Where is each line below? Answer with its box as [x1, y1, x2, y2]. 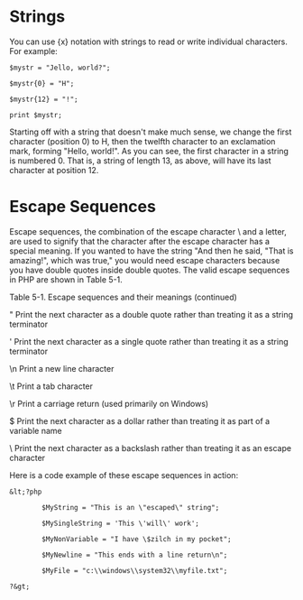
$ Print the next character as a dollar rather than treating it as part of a [9, 415, 271, 426]
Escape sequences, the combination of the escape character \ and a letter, [9, 226, 287, 236]
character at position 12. [9, 164, 99, 175]
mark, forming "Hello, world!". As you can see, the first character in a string [9, 145, 289, 156]
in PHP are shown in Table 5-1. [9, 273, 124, 285]
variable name [9, 425, 62, 436]
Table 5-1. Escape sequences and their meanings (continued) [9, 291, 237, 302]
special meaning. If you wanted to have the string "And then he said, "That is [9, 245, 294, 256]
